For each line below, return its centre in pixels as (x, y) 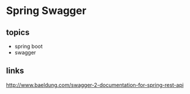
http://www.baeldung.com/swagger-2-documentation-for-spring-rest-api (95, 85)
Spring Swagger (46, 11)
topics (18, 32)
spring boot (28, 46)
